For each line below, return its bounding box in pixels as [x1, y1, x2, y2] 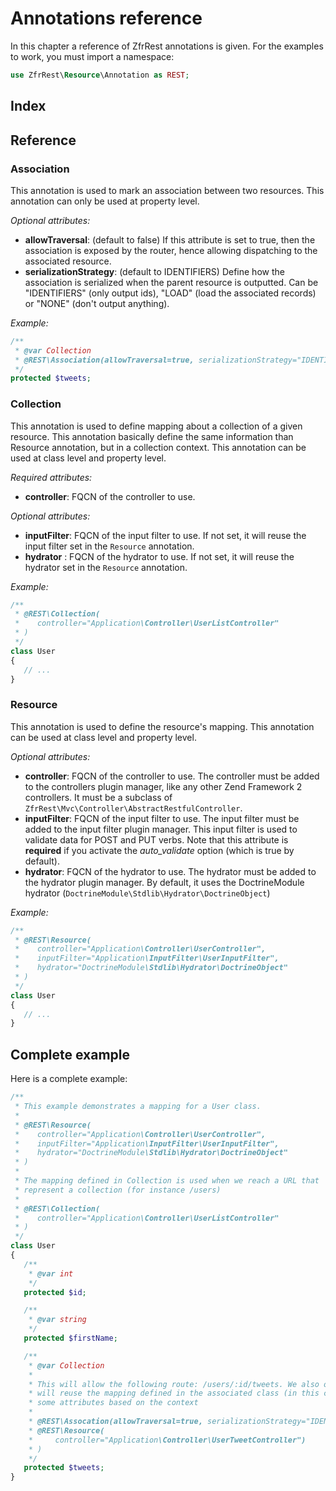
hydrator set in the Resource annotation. [24, 561, 188, 573]
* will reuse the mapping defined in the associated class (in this [28, 1388, 320, 1399]
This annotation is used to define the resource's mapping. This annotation [10, 720, 315, 732]
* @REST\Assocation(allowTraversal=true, [28, 1417, 203, 1427]
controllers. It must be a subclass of [24, 791, 173, 803]
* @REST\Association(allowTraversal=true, [14, 355, 195, 365]
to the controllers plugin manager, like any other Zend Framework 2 [24, 780, 303, 792]
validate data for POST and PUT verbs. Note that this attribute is [24, 833, 289, 846]
